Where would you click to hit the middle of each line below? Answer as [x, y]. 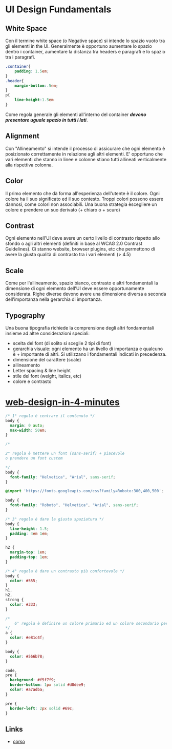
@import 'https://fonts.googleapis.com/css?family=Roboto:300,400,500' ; [84, 491]
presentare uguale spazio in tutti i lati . [47, 120]
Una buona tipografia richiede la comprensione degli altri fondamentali [80, 328]
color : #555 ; [24, 581]
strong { [15, 600]
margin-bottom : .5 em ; [36, 86]
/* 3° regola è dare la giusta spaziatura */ [55, 519]
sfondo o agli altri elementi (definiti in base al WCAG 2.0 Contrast [74, 244]
